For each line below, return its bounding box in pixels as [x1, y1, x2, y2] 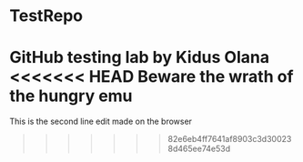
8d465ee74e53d [167, 143, 231, 155]
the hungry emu [9, 86, 134, 106]
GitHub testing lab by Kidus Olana [9, 47, 270, 68]
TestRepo [9, 5, 84, 26]
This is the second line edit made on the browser [9, 116, 193, 127]
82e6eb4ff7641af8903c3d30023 [167, 134, 292, 145]
